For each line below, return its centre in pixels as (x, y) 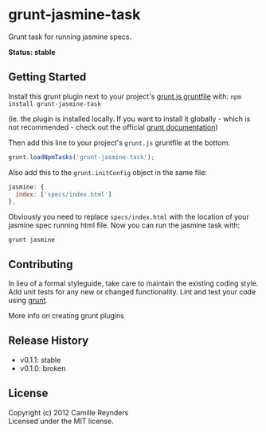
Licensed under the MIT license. (61, 421)
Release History (49, 341)
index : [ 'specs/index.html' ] (64, 194)
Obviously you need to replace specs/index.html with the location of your (129, 217)
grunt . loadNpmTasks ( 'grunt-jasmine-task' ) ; (82, 157)
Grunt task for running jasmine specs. (70, 37)
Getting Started (47, 77)
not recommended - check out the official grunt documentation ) (113, 127)
